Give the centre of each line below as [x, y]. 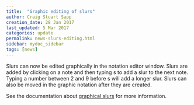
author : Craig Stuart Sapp [39, 17]
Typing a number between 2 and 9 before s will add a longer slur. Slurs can [96, 78]
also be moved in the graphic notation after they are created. [79, 85]
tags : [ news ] [22, 50]
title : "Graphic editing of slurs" [51, 11]
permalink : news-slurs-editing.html [51, 38]
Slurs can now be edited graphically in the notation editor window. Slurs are [97, 66]
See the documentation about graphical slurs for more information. [86, 96]
